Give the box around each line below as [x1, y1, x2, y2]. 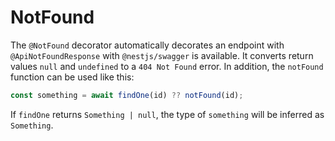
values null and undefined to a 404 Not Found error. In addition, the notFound [10, 60, 324, 72]
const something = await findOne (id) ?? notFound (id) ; [10, 90, 244, 100]
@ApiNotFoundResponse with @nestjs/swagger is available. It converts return [10, 49, 314, 61]
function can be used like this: [10, 71, 135, 83]
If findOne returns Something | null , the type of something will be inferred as [10, 108, 325, 120]
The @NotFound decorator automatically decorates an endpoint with [10, 39, 285, 51]
